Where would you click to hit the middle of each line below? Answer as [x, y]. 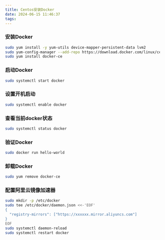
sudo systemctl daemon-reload [36, 228]
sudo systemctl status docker [36, 128]
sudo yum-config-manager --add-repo [42, 52]
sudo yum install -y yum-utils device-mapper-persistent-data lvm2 [76, 47]
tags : [11, 19]
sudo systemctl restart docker [37, 233]
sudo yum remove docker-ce [33, 177]
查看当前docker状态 [29, 118]
